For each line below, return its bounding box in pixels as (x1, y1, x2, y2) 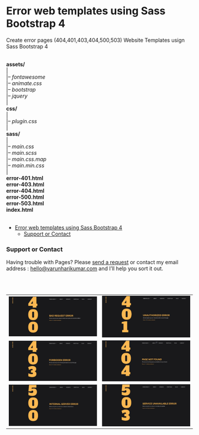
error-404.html (6, 187, 44, 194)
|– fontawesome (6, 73, 46, 80)
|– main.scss (6, 149, 37, 156)
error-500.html (6, 193, 44, 201)
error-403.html (6, 180, 44, 188)
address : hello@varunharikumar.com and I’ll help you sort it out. (6, 265, 163, 272)
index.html (6, 206, 34, 213)
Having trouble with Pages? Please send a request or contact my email (6, 259, 179, 266)
